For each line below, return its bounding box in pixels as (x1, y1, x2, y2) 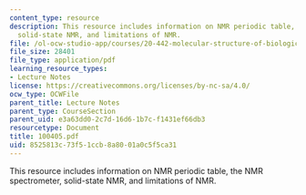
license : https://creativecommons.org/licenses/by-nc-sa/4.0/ (9, 81, 250, 90)
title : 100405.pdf (9, 132, 79, 141)
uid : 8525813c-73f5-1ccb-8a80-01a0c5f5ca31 (9, 140, 178, 149)
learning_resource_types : (9, 65, 107, 74)
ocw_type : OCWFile (9, 89, 79, 98)
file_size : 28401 (9, 47, 76, 56)
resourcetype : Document (9, 124, 100, 133)
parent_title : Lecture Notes (9, 97, 120, 108)
